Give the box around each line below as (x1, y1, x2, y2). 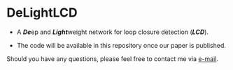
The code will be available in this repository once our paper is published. (16, 41, 227, 49)
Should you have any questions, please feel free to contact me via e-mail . (6, 54, 218, 63)
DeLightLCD (6, 5, 78, 21)
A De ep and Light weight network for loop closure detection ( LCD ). (16, 28, 209, 36)
